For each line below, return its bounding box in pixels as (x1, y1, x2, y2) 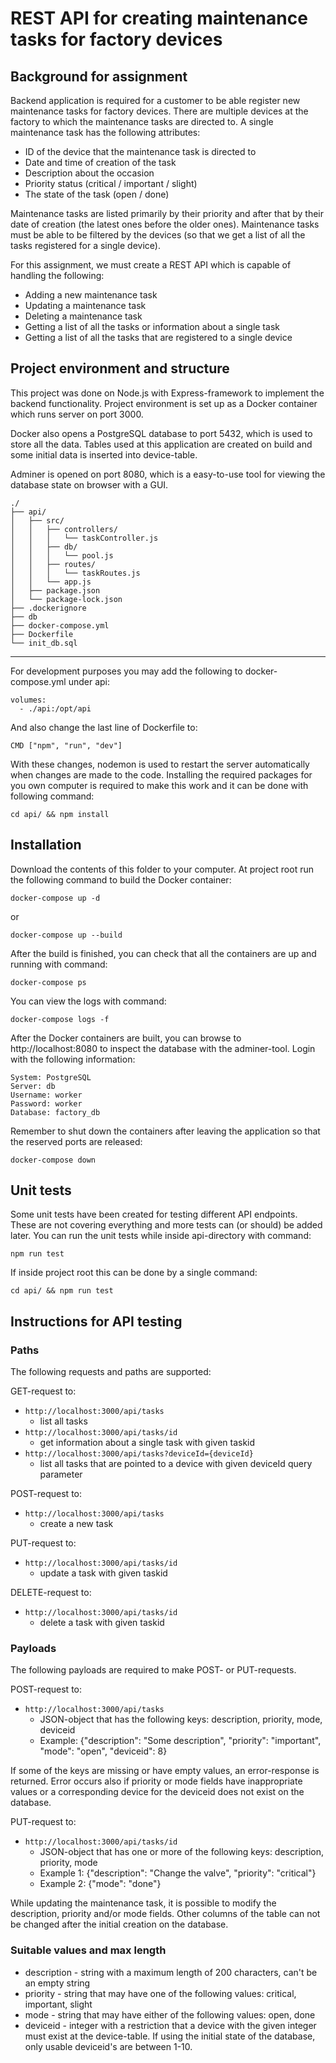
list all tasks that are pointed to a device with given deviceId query (39, 1458, 313, 1470)
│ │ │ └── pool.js (10, 550, 114, 561)
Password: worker (10, 1098, 83, 1109)
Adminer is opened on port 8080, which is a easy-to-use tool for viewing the (10, 468, 326, 480)
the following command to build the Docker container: (10, 873, 232, 886)
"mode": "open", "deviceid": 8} (39, 1745, 168, 1757)
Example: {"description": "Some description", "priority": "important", (39, 1735, 322, 1747)
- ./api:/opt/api (19, 703, 92, 714)
